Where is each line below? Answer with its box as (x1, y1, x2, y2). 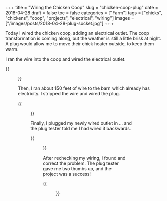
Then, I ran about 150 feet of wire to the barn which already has (18, 85, 150, 91)
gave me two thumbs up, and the (43, 166, 112, 171)
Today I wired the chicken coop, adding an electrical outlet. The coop (5, 30, 150, 36)
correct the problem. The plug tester (43, 160, 119, 166)
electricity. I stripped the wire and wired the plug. (18, 91, 120, 96)
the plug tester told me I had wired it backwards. (30, 126, 131, 131)
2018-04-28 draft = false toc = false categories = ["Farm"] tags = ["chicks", (5, 10, 162, 16)
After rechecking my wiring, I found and (43, 155, 126, 161)
